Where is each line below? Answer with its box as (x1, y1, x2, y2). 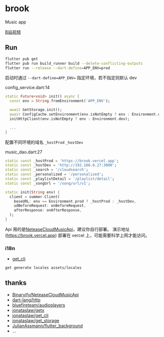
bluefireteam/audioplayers (12, 302, 65, 308)
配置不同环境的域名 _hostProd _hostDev (5, 139, 83, 145)
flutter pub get (5, 56, 38, 61)
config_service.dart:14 (5, 85, 50, 91)
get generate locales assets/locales (5, 265, 82, 270)
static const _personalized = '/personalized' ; (5, 172, 104, 177)
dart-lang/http (12, 297, 41, 302)
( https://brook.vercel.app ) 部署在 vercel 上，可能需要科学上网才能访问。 (5, 232, 150, 238)
